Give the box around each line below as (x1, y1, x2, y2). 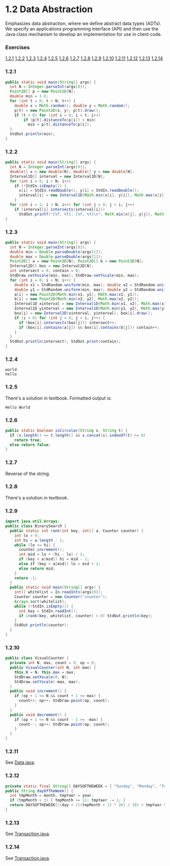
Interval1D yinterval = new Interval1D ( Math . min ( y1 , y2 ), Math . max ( (14, 306, 162, 311)
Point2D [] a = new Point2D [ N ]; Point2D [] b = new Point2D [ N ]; (10, 259, 144, 264)
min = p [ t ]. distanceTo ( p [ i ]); (27, 122, 92, 127)
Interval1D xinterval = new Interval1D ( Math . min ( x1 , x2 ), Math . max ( (14, 301, 162, 307)
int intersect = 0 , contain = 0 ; (10, 268, 80, 274)
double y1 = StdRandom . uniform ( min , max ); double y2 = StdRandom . (14, 287, 157, 292)
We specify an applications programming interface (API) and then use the (5, 25, 158, 31)
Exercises (5, 44, 30, 51)
